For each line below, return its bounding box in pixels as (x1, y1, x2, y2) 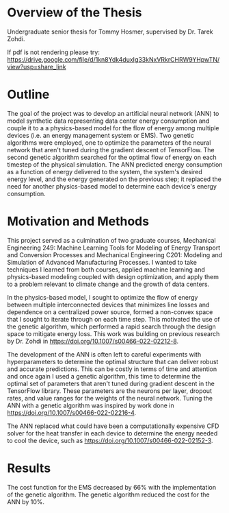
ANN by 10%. (7, 497, 45, 505)
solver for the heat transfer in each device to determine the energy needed (7, 429, 218, 437)
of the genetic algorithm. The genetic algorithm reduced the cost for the (7, 490, 210, 499)
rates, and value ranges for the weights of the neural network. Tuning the (7, 394, 213, 402)
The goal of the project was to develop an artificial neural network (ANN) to (7, 109, 219, 117)
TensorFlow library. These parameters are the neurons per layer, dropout (7, 386, 212, 395)
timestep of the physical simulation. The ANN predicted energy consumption (7, 160, 223, 169)
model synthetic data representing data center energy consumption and (7, 117, 210, 125)
